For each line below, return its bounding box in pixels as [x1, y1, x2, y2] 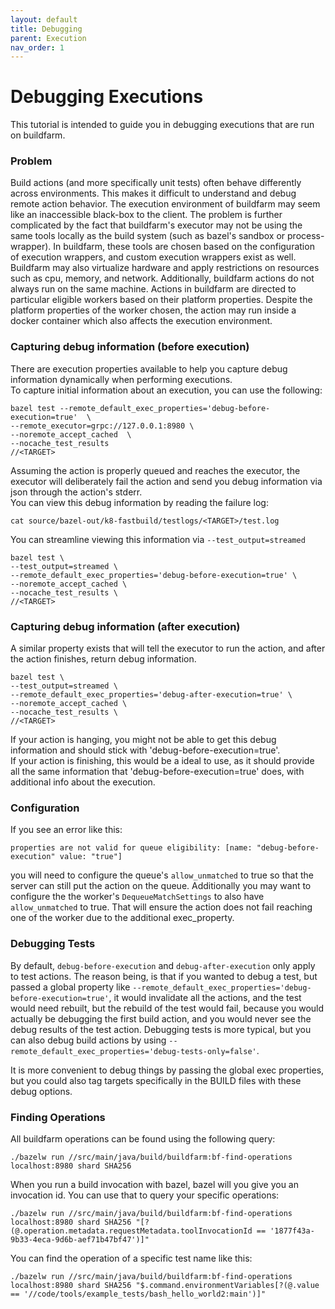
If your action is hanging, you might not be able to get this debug [10, 734, 277, 746]
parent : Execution [10, 33, 87, 43]
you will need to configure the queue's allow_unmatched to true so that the [10, 869, 314, 881]
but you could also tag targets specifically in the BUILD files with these [10, 1074, 302, 1086]
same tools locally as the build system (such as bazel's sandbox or [10, 230, 286, 242]
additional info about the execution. [10, 776, 156, 788]
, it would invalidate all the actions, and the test [108, 991, 302, 1003]
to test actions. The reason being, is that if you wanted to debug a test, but [10, 970, 318, 982]
